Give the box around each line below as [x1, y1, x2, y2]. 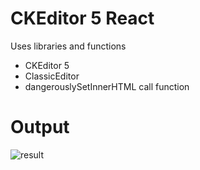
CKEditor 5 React [10, 7, 155, 30]
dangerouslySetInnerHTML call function [24, 80, 190, 92]
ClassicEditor [24, 70, 80, 82]
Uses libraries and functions [10, 40, 127, 52]
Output [10, 116, 70, 139]
